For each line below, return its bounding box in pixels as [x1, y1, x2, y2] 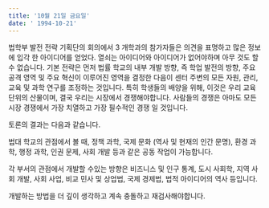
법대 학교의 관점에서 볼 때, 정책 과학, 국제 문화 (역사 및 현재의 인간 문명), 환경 [8, 137, 248, 146]
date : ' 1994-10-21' [8, 19, 78, 27]
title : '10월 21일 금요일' [8, 11, 91, 20]
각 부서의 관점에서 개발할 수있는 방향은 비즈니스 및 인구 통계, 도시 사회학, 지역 [8, 164, 251, 173]
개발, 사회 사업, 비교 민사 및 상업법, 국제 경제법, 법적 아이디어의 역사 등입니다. [16, 173, 259, 183]
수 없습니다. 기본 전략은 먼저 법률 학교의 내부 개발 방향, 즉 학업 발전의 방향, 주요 [8, 62, 256, 72]
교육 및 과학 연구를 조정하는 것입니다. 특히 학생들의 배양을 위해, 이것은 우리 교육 [8, 82, 257, 92]
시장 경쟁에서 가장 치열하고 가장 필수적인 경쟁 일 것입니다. [8, 102, 189, 112]
